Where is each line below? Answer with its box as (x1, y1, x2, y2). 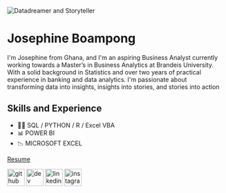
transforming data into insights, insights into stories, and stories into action (7, 83, 220, 91)
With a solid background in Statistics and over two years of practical (7, 68, 202, 76)
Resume (7, 155, 31, 163)
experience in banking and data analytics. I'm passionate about (7, 75, 187, 83)
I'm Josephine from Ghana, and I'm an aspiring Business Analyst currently (7, 53, 218, 61)
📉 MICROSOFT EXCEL (17, 139, 83, 148)
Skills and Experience (7, 103, 102, 114)
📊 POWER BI (17, 128, 55, 137)
